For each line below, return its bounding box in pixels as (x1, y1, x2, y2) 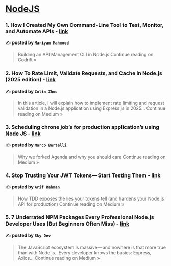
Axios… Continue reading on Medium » (17, 255, 100, 261)
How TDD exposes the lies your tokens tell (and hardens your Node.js (17, 195, 164, 202)
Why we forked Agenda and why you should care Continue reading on (17, 154, 166, 160)
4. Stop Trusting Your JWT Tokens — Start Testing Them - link (5, 172, 161, 179)
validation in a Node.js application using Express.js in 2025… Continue (17, 105, 166, 112)
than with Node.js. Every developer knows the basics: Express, (17, 249, 152, 256)
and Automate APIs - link (5, 28, 68, 35)
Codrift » (17, 57, 37, 63)
